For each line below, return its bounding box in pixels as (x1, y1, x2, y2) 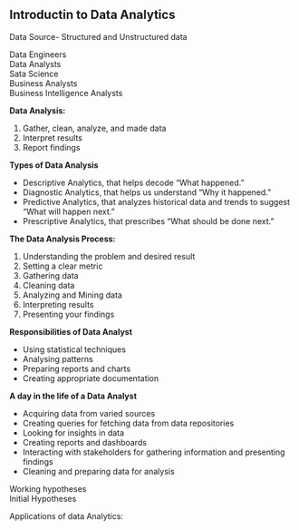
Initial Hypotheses (9, 493, 77, 504)
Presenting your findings (22, 309, 115, 319)
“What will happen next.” (22, 206, 115, 217)
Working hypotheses (9, 483, 87, 494)
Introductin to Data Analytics (9, 7, 176, 23)
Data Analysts (9, 58, 62, 69)
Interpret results (22, 132, 83, 143)
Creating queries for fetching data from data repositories (22, 417, 235, 428)
